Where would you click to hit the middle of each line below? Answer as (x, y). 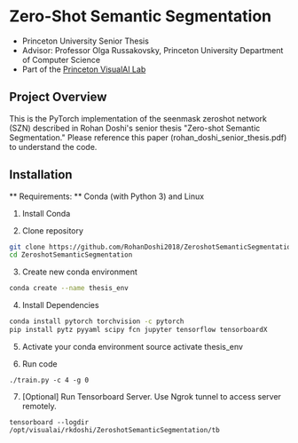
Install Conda (46, 213)
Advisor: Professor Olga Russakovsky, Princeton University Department (153, 50)
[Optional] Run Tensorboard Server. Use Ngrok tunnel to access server (152, 396)
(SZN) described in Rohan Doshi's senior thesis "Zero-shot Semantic (135, 128)
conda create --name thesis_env (69, 289)
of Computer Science (61, 59)
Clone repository (53, 230)
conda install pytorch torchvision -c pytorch (97, 321)
